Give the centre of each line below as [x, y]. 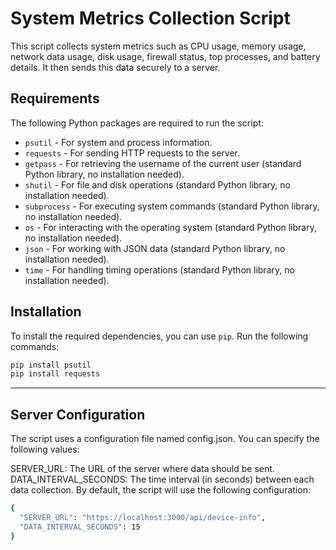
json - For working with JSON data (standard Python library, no [155, 248]
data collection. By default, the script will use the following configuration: [160, 490]
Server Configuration [78, 414]
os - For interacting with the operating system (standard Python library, [170, 227]
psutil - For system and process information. [118, 142]
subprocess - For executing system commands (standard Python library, [172, 206]
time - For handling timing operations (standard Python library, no [159, 269]
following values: [45, 449]
